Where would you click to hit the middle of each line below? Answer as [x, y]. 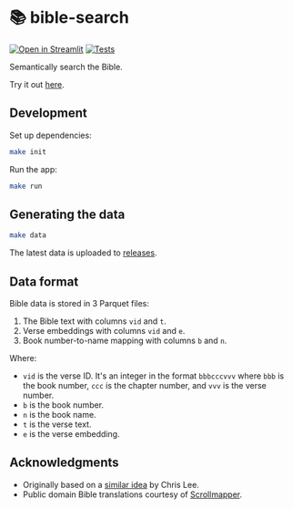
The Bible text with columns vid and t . [94, 321]
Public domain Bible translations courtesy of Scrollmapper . [132, 494]
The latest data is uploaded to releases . [83, 253]
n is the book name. [60, 415]
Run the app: [33, 169]
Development [49, 114]
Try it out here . [37, 84]
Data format [44, 281]
